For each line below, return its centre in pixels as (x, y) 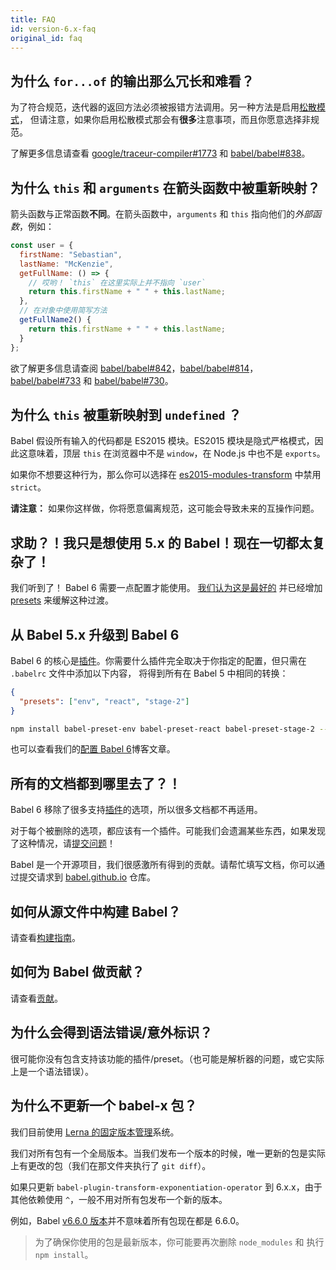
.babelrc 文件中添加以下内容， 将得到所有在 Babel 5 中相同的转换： (149, 673)
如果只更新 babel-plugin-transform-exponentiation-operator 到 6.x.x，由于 (166, 1187)
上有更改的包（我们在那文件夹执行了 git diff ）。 (111, 1165)
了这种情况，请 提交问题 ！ (63, 843)
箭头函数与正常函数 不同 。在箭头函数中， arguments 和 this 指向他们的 (152, 214)
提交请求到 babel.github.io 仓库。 (87, 877)
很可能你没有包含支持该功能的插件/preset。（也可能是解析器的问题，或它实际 (167, 1058)
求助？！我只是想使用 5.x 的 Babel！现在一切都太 (161, 542)
